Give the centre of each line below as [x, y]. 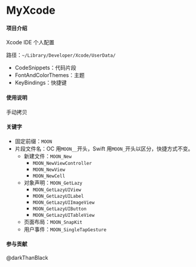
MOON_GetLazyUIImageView [64, 202]
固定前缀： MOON [33, 141]
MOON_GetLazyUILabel [58, 196]
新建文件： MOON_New [48, 156]
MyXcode [31, 10]
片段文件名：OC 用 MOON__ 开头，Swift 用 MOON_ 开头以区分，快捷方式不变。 [104, 148]
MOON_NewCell [49, 176]
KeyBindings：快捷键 [41, 83]
